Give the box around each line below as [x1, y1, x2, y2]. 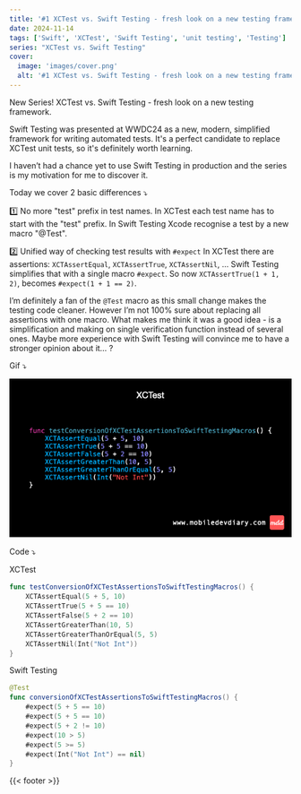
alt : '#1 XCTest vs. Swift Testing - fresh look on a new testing [17, 72, 271, 81]
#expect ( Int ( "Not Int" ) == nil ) [25, 749, 146, 759]
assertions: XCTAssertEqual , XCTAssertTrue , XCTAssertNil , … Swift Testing [9, 258, 279, 269]
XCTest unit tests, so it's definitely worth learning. [9, 142, 193, 153]
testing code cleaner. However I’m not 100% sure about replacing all [9, 305, 262, 315]
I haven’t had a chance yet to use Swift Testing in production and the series [9, 160, 288, 170]
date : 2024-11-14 [9, 23, 74, 33]
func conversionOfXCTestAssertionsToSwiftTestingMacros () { [9, 693, 239, 703]
